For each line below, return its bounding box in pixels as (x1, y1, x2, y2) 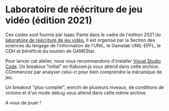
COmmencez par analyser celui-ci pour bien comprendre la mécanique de (5, 68, 162, 75)
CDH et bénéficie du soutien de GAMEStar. (5, 48, 96, 54)
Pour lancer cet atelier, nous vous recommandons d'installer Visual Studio (5, 58, 161, 64)
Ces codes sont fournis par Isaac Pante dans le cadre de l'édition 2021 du (5, 31, 161, 38)
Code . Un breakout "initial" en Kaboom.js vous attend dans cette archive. (5, 63, 160, 69)
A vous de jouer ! (5, 99, 41, 106)
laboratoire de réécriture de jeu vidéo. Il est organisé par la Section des (5, 37, 155, 43)
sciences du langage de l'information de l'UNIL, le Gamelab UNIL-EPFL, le (5, 42, 161, 48)
